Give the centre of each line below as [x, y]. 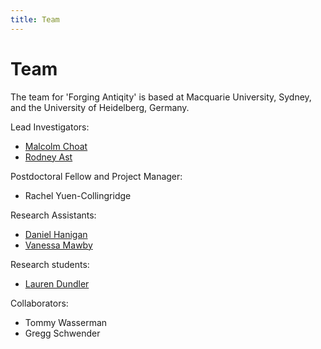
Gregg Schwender [62, 333]
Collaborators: [39, 303]
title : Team [35, 19]
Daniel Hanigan [56, 234]
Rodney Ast [48, 157]
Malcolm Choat [56, 146]
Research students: [50, 264]
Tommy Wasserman [66, 322]
